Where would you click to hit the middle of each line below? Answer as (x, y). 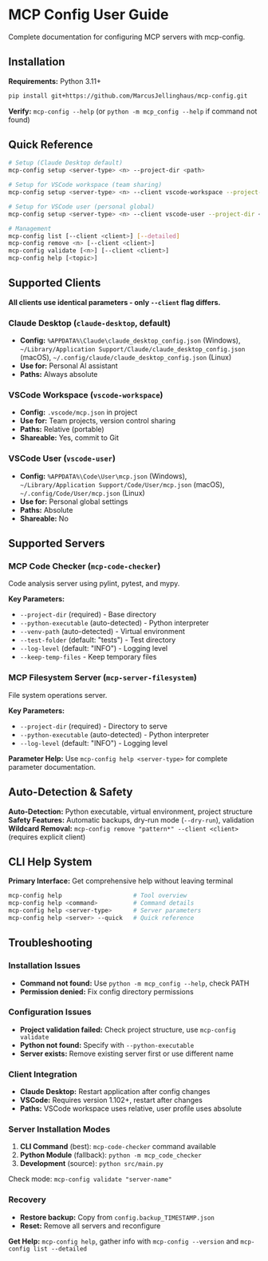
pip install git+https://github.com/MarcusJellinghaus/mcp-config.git (128, 96)
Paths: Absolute (46, 510)
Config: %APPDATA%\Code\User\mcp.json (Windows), (103, 476)
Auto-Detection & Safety (71, 792)
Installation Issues (45, 966)
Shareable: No (44, 518)
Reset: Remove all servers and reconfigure (90, 1225)
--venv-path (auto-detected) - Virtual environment (102, 632)
